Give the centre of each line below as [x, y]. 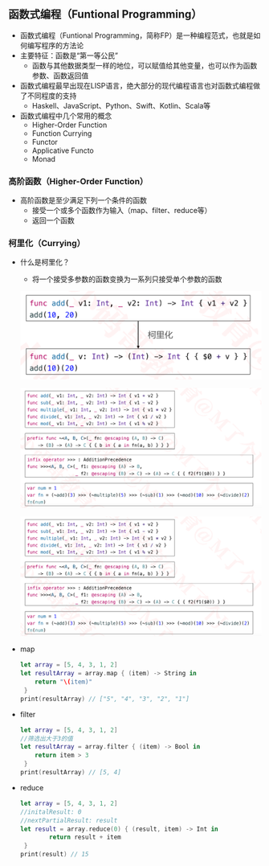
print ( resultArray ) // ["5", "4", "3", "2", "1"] [105, 699]
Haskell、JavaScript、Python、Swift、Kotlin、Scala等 [121, 105]
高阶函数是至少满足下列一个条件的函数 [83, 200]
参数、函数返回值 [60, 76]
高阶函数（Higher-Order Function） [78, 181]
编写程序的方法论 [55, 45]
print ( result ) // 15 [54, 855]
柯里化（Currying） [47, 244]
